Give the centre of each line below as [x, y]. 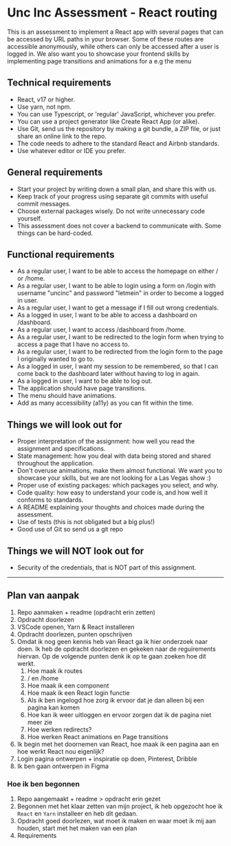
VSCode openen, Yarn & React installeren [76, 627]
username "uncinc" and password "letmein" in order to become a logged [120, 293]
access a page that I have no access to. [73, 344]
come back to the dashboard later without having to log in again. [108, 374]
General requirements [55, 173]
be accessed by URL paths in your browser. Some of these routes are [106, 39]
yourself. [30, 218]
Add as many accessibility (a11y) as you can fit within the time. [105, 403]
